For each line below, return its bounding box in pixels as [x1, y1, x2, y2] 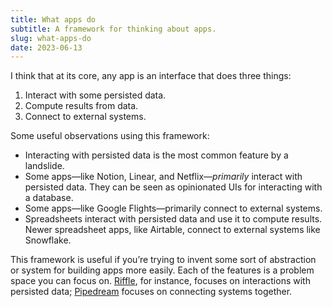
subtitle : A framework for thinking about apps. [10, 24, 217, 34]
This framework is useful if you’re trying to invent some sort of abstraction [10, 254, 317, 266]
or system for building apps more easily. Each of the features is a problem [10, 264, 315, 276]
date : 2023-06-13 [10, 42, 83, 53]
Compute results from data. [24, 100, 139, 112]
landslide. [24, 160, 65, 172]
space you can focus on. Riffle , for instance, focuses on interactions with [10, 275, 311, 287]
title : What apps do [10, 14, 97, 25]
